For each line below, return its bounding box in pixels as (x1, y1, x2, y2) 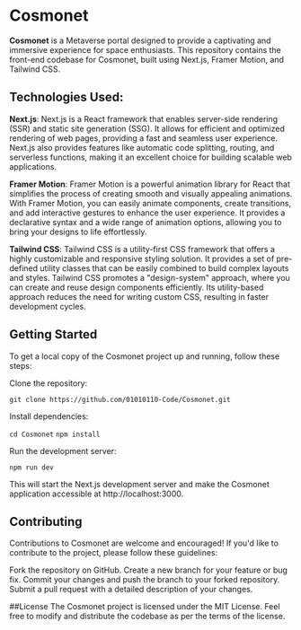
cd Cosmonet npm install (9, 430, 101, 439)
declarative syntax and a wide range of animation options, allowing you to (9, 216, 282, 227)
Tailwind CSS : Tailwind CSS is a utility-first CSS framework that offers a (9, 243, 276, 254)
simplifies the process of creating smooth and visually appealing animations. (9, 188, 293, 198)
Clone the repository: (9, 378, 88, 389)
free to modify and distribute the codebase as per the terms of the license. (9, 611, 286, 622)
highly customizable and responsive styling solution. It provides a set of (9, 253, 275, 264)
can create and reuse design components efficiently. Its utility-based (9, 282, 264, 293)
